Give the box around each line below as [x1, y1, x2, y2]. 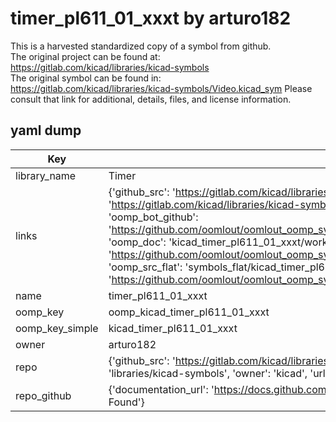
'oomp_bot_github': [108, 210, 199, 224]
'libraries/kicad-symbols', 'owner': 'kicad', [108, 366, 308, 380]
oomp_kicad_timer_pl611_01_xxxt [108, 305, 270, 319]
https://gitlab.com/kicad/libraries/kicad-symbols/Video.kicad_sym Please [10, 82, 313, 94]
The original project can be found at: [10, 50, 161, 62]
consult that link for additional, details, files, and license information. [10, 93, 292, 105]
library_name [15, 168, 77, 182]
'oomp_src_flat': [108, 260, 183, 274]
